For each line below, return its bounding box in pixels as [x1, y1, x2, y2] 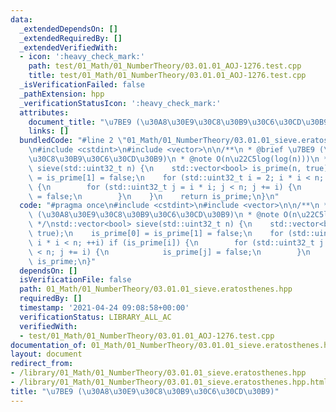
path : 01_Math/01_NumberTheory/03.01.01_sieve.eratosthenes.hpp [19, 284, 293, 295]
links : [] [28, 126, 70, 136]
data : [10, 14, 33, 25]
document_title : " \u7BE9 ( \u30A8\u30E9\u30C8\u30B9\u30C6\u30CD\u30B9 [28, 117, 329, 127]
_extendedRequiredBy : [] [19, 33, 123, 43]
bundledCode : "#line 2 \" [19, 136, 128, 146]
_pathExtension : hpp [19, 89, 105, 99]
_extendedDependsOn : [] [19, 24, 118, 34]
